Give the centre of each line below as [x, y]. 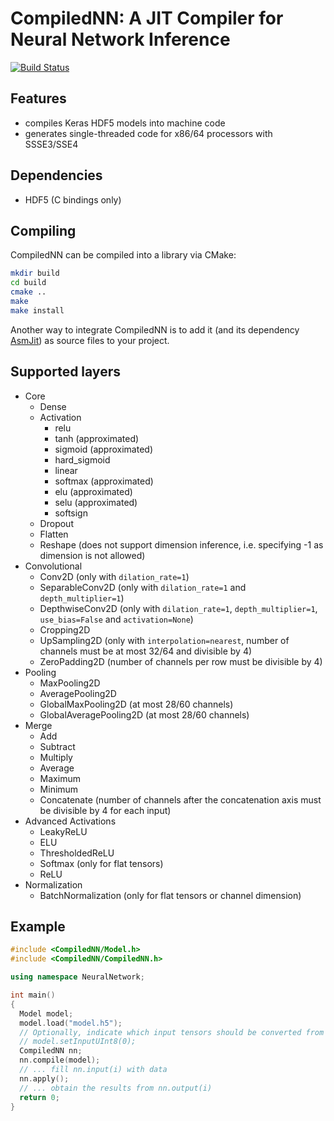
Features [38, 98]
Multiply [56, 757]
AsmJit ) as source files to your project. [90, 340]
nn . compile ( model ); [60, 1060]
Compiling [43, 230]
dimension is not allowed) [92, 555]
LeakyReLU [63, 831]
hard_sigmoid [82, 459]
